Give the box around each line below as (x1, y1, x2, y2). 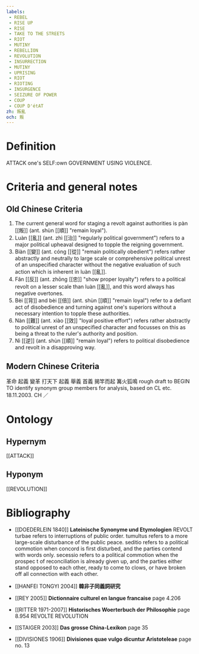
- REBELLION (8, 48, 39, 54)
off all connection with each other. (14, 570, 99, 577)
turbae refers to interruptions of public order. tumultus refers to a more (14, 532, 188, 540)
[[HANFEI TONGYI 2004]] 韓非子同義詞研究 (14, 582, 121, 590)
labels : (6, 8, 26, 15)
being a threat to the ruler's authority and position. (14, 330, 138, 337)
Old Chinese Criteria (6, 204, 83, 214)
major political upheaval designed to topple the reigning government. (14, 241, 184, 248)
